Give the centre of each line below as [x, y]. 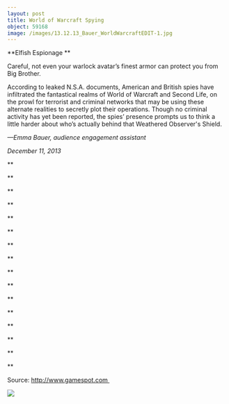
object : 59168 [28, 26]
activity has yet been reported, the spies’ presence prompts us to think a [111, 117]
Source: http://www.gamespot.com [57, 380]
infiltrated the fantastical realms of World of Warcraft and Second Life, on [112, 95]
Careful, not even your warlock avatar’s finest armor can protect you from [113, 66]
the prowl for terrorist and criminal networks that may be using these [106, 102]
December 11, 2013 [34, 151]
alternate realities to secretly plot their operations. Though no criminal [107, 109]
